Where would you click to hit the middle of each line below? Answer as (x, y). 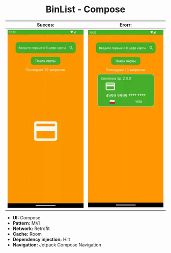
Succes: (46, 25)
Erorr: (126, 25)
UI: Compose (26, 217)
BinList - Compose (85, 9)
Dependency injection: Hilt (41, 239)
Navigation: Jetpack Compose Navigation (57, 245)
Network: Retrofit (31, 229)
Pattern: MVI (26, 223)
